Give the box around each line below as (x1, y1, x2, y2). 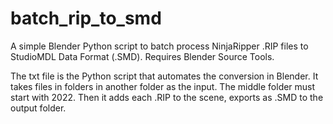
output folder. (10, 102, 67, 114)
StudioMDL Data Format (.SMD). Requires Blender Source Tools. (10, 50, 275, 62)
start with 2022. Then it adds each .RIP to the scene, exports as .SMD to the (10, 91, 324, 103)
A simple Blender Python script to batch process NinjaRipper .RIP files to (10, 40, 309, 52)
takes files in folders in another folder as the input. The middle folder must (10, 80, 316, 92)
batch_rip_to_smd (10, 7, 162, 30)
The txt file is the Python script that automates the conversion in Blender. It (10, 70, 319, 82)
